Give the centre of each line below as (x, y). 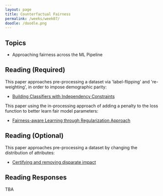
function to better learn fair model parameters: (52, 111)
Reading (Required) (35, 70)
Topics (16, 43)
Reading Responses (36, 178)
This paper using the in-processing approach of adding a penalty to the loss (82, 106)
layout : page (18, 10)
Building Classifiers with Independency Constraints (63, 96)
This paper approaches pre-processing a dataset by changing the (71, 147)
